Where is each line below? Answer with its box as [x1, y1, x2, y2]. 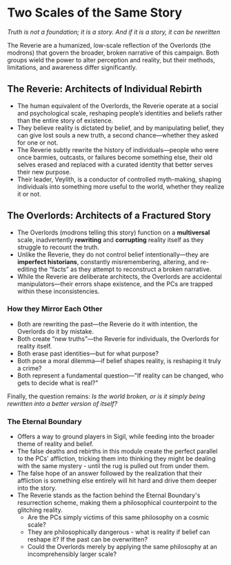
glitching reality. [17, 506, 63, 515]
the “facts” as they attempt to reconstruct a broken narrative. [38, 265, 212, 273]
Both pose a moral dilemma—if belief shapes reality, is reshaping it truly [17, 356, 221, 364]
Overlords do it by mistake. [17, 327, 94, 335]
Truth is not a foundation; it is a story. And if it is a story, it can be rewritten [7, 28, 221, 36]
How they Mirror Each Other [7, 304, 103, 314]
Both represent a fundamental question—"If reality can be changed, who [17, 371, 224, 380]
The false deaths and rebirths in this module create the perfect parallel [17, 447, 218, 456]
